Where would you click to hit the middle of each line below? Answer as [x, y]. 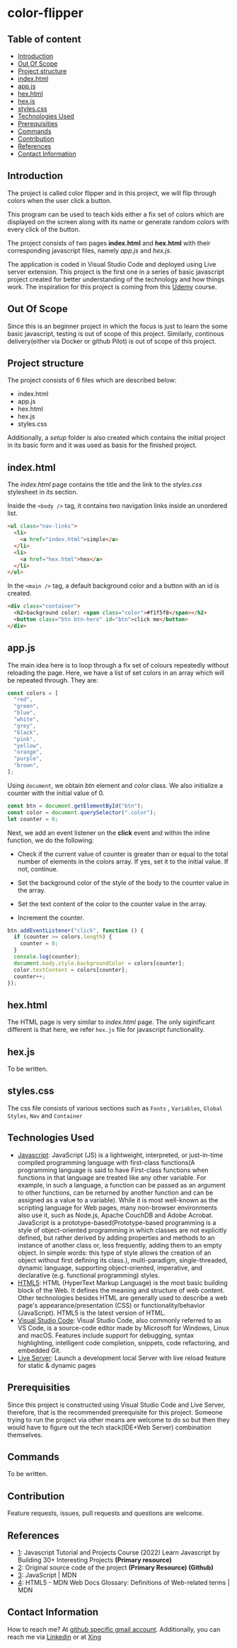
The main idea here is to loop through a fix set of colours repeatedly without [118, 665]
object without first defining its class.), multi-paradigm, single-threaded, [122, 1260]
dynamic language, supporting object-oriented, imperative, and [110, 1267]
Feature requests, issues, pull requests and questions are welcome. [105, 1513]
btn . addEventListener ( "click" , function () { [75, 930]
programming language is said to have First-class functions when [113, 1170]
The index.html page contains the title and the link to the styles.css [105, 484]
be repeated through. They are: [53, 680]
